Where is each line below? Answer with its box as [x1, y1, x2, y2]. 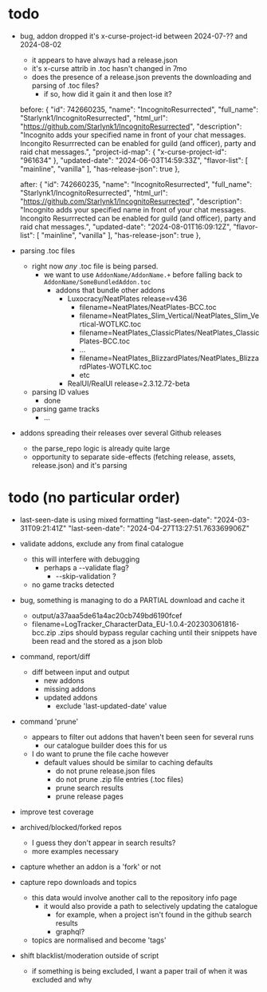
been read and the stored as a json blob [31, 636, 163, 645]
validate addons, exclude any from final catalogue [19, 538, 184, 548]
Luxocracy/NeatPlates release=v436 [67, 293, 187, 304]
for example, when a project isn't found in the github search [55, 910, 253, 919]
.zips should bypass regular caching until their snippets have [57, 628, 257, 637]
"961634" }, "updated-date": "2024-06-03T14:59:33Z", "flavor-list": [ [19, 155, 249, 165]
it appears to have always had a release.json [31, 55, 178, 65]
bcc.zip [31, 628, 57, 637]
